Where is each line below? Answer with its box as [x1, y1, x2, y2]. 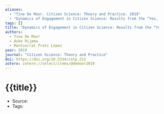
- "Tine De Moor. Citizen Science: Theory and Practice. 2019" [9, 12, 141, 16]
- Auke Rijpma [9, 39, 38, 44]
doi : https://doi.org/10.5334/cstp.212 [5, 57, 86, 62]
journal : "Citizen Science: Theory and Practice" [5, 52, 108, 57]
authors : [5, 30, 23, 34]
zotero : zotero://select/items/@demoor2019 [5, 61, 95, 66]
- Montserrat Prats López [9, 43, 62, 48]
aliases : [5, 7, 23, 12]
